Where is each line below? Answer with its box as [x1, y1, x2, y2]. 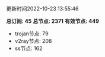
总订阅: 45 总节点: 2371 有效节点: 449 [6, 18, 100, 25]
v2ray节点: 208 [14, 38, 52, 44]
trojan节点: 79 [14, 30, 49, 37]
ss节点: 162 [14, 45, 43, 52]
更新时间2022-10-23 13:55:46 [6, 5, 79, 12]
